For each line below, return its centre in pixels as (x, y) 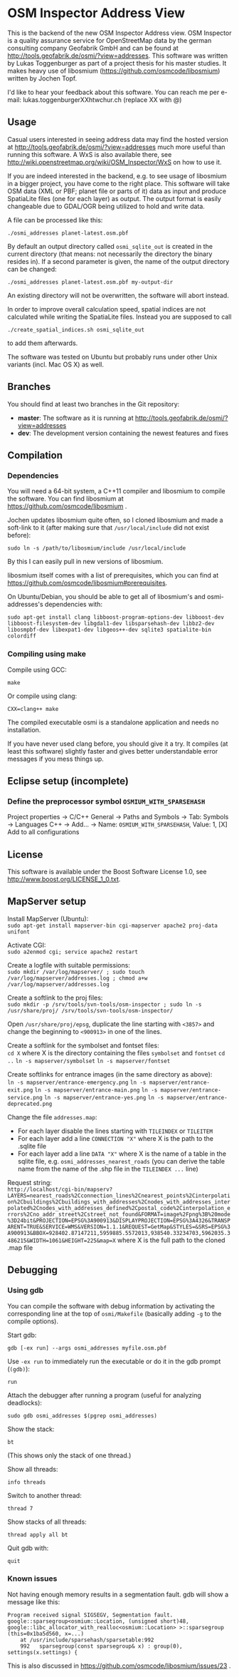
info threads (27, 1482)
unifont (19, 932)
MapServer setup (47, 902)
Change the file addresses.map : (52, 1117)
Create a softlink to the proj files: (55, 998)
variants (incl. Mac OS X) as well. (56, 364)
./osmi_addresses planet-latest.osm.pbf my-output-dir (90, 282)
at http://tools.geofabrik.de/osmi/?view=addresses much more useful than (116, 147)
